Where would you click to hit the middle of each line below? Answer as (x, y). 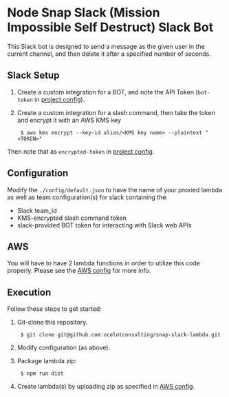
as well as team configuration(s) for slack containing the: (88, 197)
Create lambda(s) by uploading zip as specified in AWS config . (106, 387)
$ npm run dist (42, 374)
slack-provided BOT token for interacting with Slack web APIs (104, 225)
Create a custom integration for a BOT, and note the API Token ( (107, 92)
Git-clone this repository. (52, 323)
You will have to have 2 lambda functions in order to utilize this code (104, 263)
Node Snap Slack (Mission (84, 13)
